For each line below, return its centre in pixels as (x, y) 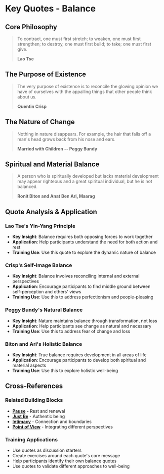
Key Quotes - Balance (50, 9)
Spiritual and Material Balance (52, 165)
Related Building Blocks (34, 400)
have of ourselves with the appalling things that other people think (84, 92)
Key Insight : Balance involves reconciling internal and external (76, 276)
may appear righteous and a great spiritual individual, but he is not (84, 182)
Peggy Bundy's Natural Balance (44, 310)
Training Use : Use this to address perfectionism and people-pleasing (83, 297)
